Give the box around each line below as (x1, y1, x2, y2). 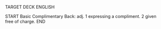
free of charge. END (5, 19, 46, 24)
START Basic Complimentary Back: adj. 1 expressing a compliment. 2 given (5, 14, 157, 19)
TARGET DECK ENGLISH (5, 4, 55, 10)
